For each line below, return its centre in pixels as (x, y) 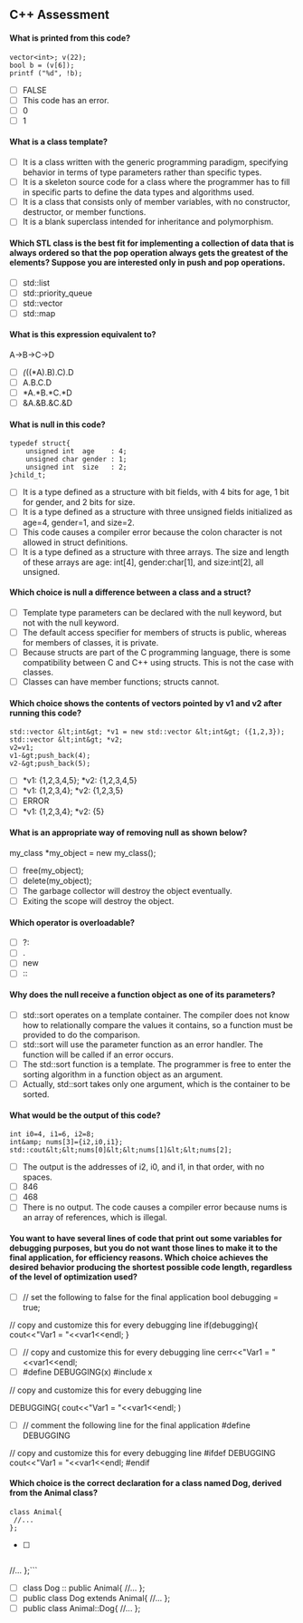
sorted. (36, 1094)
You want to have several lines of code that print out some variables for (146, 1238)
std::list (36, 282)
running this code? (46, 713)
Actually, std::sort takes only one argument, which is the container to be (156, 1084)
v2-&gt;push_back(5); (50, 764)
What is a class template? (59, 142)
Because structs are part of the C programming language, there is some (156, 652)
